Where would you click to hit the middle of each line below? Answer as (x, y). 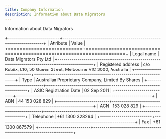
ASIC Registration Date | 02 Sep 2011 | (73, 90)
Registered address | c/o (125, 64)
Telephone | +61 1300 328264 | (64, 116)
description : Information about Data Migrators (55, 14)
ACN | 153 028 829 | (120, 106)
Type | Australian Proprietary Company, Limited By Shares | (82, 80)
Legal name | (145, 53)
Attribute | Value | (68, 43)
